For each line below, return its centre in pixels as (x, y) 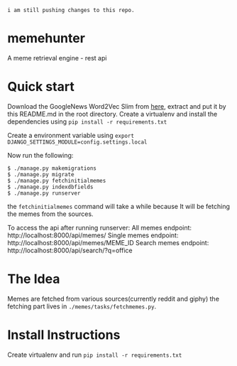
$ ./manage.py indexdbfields (50, 187)
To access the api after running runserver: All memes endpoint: (100, 227)
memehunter (46, 38)
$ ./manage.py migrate (41, 174)
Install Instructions (64, 335)
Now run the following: (40, 155)
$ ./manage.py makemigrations (52, 168)
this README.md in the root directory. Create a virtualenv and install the (112, 114)
